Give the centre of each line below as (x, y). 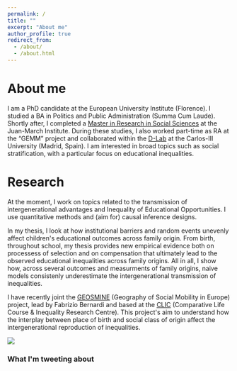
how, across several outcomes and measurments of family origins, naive (112, 268)
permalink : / (27, 14)
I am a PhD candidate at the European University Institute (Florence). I (109, 108)
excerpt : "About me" (38, 27)
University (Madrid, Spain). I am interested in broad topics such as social (113, 145)
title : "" (22, 21)
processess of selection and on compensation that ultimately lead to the (112, 253)
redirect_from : (30, 40)
